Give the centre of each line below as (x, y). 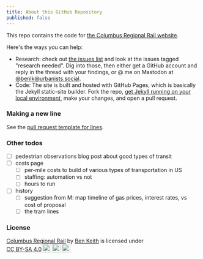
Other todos (24, 143)
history (24, 191)
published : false (28, 18)
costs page (29, 163)
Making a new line (34, 114)
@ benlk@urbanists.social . (48, 78)
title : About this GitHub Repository (54, 12)
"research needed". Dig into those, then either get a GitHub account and (106, 66)
